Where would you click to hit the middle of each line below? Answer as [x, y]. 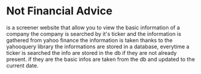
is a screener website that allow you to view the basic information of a [93, 27]
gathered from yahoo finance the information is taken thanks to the [90, 40]
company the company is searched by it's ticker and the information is [94, 33]
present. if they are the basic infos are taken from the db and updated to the [101, 59]
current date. [22, 65]
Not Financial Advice [59, 11]
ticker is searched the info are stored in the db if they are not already [91, 53]
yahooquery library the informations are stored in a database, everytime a [98, 47]
